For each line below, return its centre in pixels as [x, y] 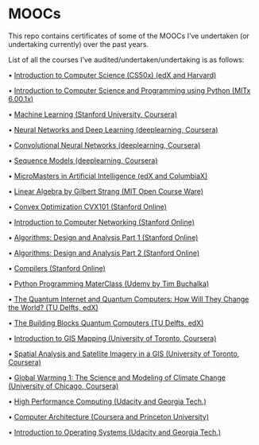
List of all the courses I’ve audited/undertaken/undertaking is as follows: [126, 60]
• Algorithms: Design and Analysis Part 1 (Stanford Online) [103, 237]
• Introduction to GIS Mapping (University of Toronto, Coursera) [112, 338]
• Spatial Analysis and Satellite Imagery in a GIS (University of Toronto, [124, 354]
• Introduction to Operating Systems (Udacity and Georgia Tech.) [114, 432]
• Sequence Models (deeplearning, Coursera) [83, 161]
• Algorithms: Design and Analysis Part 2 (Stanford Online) [104, 253]
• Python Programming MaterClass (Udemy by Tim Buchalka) [109, 284]
